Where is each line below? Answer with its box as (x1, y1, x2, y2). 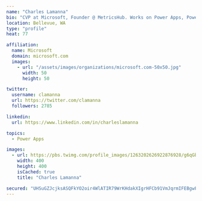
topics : (6, 130, 26, 136)
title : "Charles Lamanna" (17, 175, 82, 181)
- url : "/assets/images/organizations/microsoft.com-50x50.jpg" (17, 64, 182, 70)
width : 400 (17, 158, 44, 164)
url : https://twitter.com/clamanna (11, 97, 101, 104)
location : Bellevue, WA (6, 20, 66, 26)
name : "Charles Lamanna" (6, 8, 69, 15)
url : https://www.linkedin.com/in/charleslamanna (11, 119, 138, 125)
